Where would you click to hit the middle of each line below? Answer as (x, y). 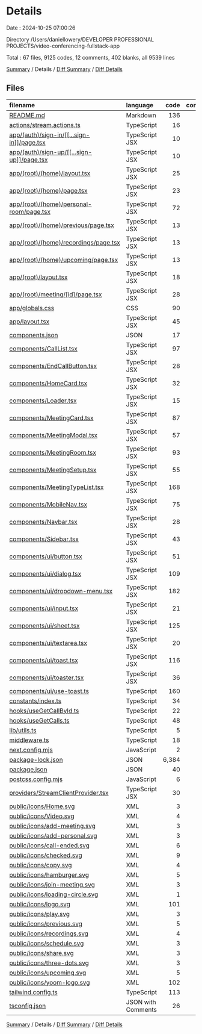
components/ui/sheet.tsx (44, 626)
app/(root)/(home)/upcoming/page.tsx (64, 260)
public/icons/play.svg (40, 914)
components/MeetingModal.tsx (54, 435)
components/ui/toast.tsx (44, 660)
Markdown (141, 115)
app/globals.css (32, 308)
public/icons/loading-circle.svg (54, 894)
